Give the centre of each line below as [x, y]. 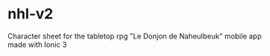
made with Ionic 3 [37, 44]
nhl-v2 [30, 14]
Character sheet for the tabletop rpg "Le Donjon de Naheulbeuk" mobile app [135, 36]
